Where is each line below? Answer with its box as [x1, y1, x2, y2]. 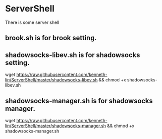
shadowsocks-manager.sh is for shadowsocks [5, 96, 153, 105]
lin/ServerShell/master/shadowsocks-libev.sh [5, 77, 98, 83]
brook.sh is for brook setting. [5, 34, 97, 42]
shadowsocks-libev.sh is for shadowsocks [5, 51, 140, 59]
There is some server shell [5, 19, 59, 25]
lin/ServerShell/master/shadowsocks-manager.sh [5, 123, 107, 129]
